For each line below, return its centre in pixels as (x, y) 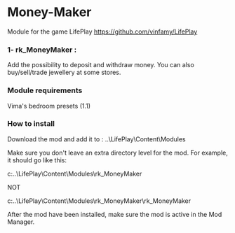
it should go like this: (37, 160)
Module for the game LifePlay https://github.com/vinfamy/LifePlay (102, 31)
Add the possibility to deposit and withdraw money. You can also (101, 65)
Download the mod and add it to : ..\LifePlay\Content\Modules (96, 139)
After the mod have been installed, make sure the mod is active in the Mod (115, 214)
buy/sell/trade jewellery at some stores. (64, 72)
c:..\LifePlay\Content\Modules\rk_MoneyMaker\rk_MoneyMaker (99, 201)
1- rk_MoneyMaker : (42, 50)
